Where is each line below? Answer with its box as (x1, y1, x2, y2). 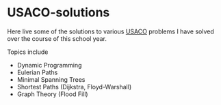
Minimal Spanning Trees (16, 75, 86, 83)
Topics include (7, 48, 49, 56)
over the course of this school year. (7, 34, 107, 42)
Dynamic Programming (16, 61, 82, 69)
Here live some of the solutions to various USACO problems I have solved (7, 27, 214, 35)
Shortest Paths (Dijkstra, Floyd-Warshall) (16, 82, 132, 91)
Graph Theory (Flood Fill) (16, 90, 88, 98)
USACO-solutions (7, 5, 110, 20)
